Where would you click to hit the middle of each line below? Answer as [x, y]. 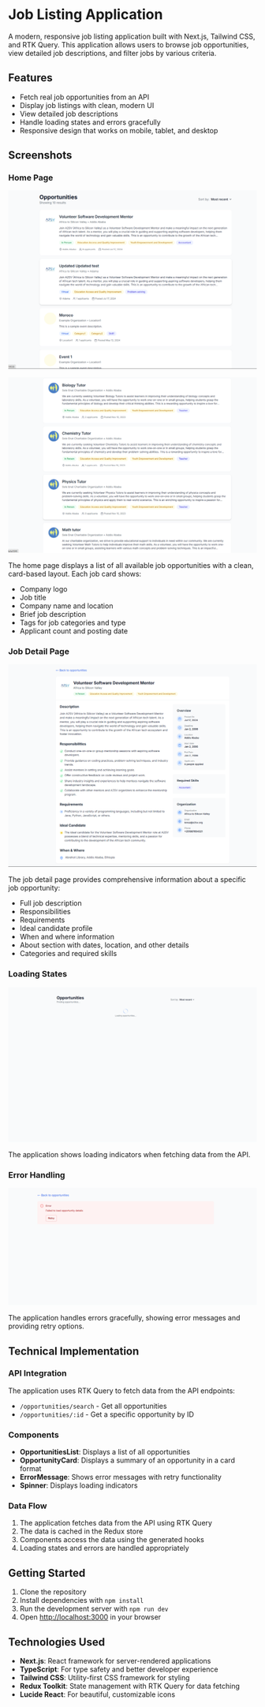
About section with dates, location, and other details [104, 945]
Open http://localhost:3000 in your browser [90, 1617]
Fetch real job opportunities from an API [84, 97]
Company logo [43, 589]
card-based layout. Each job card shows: [75, 574]
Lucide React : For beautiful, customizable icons [97, 1694]
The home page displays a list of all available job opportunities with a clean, [131, 566]
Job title [33, 598]
